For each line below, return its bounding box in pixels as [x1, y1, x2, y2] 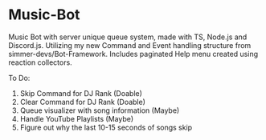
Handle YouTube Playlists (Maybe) [19, 114, 134, 123]
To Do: [8, 73, 31, 82]
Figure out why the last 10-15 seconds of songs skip [19, 122, 193, 132]
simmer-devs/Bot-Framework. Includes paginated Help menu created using [8, 49, 259, 58]
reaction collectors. [8, 58, 72, 67]
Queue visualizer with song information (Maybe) [19, 106, 180, 115]
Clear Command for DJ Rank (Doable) [19, 97, 146, 106]
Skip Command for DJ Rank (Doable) [19, 88, 143, 98]
